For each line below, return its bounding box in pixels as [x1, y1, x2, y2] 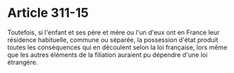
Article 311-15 [7, 5, 89, 21]
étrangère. [7, 58, 38, 66]
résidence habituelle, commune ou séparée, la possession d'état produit [7, 35, 218, 44]
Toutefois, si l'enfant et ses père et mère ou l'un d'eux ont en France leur [7, 28, 220, 36]
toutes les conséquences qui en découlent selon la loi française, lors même [7, 43, 228, 51]
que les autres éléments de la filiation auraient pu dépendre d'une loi [7, 51, 208, 59]
